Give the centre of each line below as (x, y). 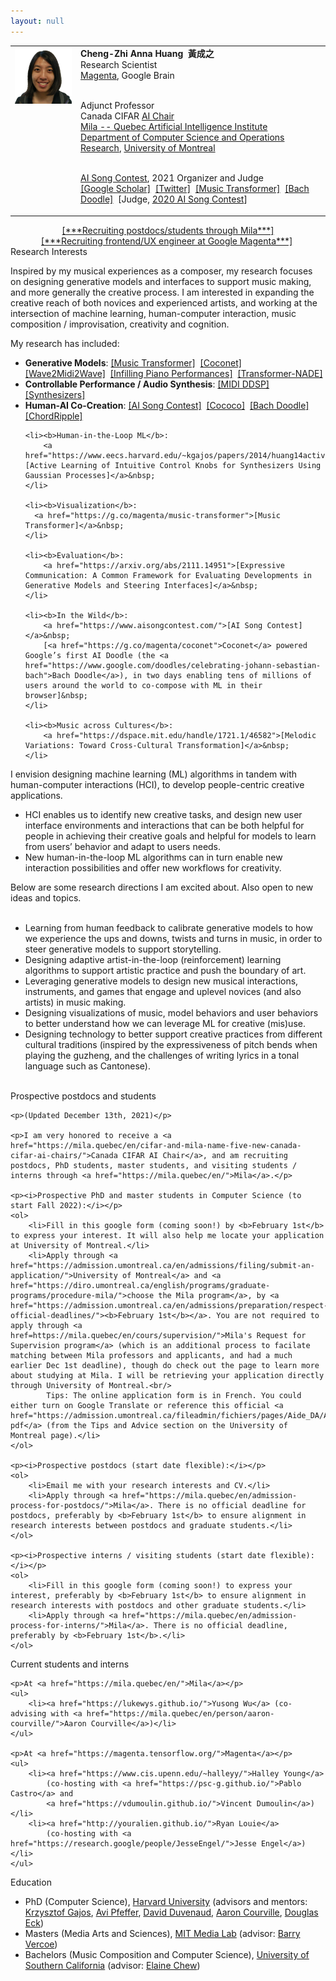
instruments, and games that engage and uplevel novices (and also (163, 991)
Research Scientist (119, 65)
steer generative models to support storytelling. (123, 949)
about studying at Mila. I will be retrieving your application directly (167, 1375)
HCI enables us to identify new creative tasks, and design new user (163, 814)
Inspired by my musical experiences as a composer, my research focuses (161, 271)
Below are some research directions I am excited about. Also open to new (162, 887)
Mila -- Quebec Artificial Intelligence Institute (174, 127)
